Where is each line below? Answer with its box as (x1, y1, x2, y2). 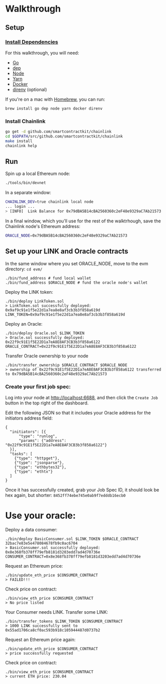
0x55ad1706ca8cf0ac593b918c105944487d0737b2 (5, 627, 100, 632)
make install (5, 139, 33, 144)
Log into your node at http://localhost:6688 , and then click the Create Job (5, 394, 158, 400)
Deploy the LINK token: (5, 289, 53, 295)
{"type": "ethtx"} (14, 469, 53, 474)
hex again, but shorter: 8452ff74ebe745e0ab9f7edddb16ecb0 (5, 492, 126, 498)
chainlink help (5, 143, 37, 148)
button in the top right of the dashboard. (5, 400, 89, 406)
